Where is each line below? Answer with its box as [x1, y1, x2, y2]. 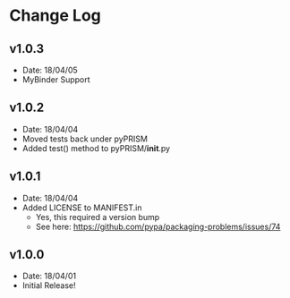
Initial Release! [21, 280, 76, 291]
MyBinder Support [21, 74, 91, 85]
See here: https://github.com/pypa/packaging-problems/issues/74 [35, 221, 281, 232]
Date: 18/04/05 [21, 64, 78, 75]
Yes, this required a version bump [35, 211, 160, 222]
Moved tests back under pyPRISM [21, 133, 148, 144]
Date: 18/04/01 [21, 270, 77, 282]
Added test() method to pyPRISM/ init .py [21, 142, 171, 153]
